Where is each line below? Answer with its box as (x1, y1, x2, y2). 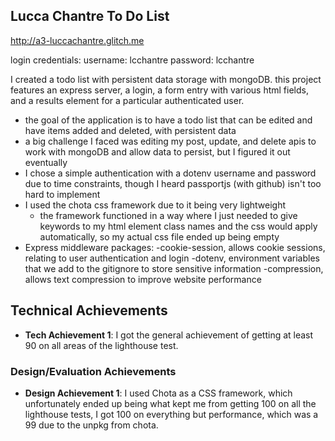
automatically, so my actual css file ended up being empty (39, 230, 280, 243)
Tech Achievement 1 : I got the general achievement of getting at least (24, 329, 314, 341)
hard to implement (24, 188, 101, 200)
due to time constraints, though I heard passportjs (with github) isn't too (24, 177, 322, 189)
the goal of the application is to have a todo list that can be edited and (24, 114, 313, 126)
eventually (24, 156, 68, 168)
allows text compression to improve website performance (24, 273, 262, 285)
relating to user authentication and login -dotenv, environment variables (24, 252, 320, 264)
